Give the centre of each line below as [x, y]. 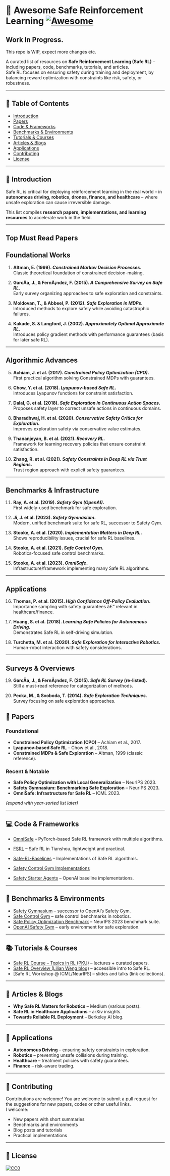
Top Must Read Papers [42, 238]
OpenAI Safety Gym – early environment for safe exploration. [76, 927]
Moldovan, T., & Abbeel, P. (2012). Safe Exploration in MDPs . [78, 303]
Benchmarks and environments [45, 1124]
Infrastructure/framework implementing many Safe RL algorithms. [81, 568]
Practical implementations [40, 1135]
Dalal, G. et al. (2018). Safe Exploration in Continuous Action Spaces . [87, 403]
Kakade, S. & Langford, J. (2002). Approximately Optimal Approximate [89, 323]
